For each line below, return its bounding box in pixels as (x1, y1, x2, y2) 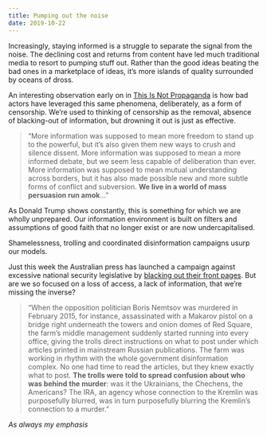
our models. (8, 246, 48, 256)
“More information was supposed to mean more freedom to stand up (27, 131, 254, 140)
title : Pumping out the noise (8, 11, 109, 20)
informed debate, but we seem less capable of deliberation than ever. (27, 156, 257, 166)
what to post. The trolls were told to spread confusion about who (27, 370, 245, 380)
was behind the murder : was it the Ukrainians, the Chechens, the (27, 379, 243, 388)
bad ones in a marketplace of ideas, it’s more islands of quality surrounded (8, 66, 253, 76)
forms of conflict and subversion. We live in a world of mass (27, 181, 227, 191)
